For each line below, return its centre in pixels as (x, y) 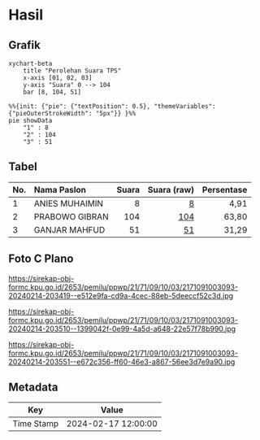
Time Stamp (36, 424)
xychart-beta (30, 63)
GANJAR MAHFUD (69, 229)
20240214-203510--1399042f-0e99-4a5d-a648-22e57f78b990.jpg (122, 329)
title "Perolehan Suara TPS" (72, 71)
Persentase (225, 190)
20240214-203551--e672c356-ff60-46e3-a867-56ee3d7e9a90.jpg (122, 362)
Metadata (33, 388)
